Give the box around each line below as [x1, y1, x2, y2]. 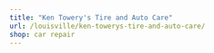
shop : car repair [9, 30, 76, 39]
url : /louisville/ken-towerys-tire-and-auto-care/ [9, 22, 206, 31]
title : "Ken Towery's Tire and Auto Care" [9, 13, 173, 22]
